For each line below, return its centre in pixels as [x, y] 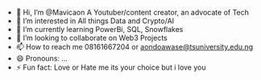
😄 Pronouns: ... [42, 58]
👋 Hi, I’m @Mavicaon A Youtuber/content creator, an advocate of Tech [133, 12]
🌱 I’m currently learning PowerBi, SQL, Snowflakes [99, 29]
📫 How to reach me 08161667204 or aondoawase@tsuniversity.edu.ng [135, 47]
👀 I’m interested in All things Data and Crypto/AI [95, 21]
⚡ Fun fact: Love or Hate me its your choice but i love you [111, 67]
